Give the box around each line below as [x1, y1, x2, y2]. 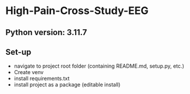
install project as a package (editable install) [13, 81, 121, 88]
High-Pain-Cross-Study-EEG [5, 4, 149, 18]
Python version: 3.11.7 [5, 27, 87, 37]
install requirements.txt [13, 75, 70, 82]
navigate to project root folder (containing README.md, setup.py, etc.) [13, 62, 185, 69]
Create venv [13, 69, 44, 76]
